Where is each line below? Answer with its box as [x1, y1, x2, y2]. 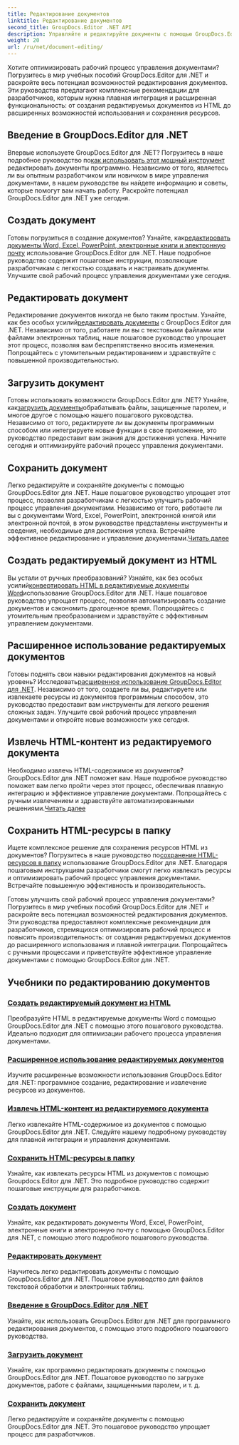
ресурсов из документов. [7, 1086, 85, 1095]
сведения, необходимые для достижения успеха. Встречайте [7, 526, 196, 535]
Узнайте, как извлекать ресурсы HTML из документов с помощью [7, 1169, 209, 1178]
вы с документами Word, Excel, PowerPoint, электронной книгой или [7, 511, 216, 520]
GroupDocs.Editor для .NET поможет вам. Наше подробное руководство [7, 773, 228, 782]
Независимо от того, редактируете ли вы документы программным [7, 419, 215, 427]
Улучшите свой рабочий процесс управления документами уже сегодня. [7, 271, 231, 280]
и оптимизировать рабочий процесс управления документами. [7, 874, 201, 882]
